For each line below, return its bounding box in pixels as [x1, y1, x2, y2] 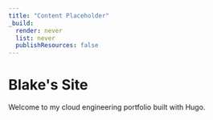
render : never [15, 26, 63, 34]
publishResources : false [15, 42, 99, 50]
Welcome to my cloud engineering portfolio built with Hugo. [8, 102, 206, 112]
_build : [8, 19, 35, 27]
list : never [15, 34, 56, 42]
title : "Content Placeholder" [8, 11, 110, 20]
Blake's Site [8, 76, 88, 94]
